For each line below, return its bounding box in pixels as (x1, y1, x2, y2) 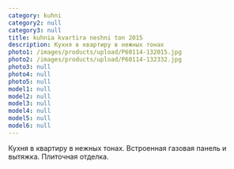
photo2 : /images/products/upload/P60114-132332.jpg (8, 56, 182, 64)
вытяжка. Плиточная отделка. (8, 152, 109, 161)
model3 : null (8, 100, 51, 107)
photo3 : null (8, 63, 51, 71)
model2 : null (8, 92, 51, 100)
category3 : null (8, 26, 62, 34)
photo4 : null (8, 70, 51, 78)
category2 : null (8, 19, 62, 27)
